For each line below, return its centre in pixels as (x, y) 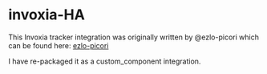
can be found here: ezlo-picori (59, 45)
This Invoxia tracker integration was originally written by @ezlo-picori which (133, 37)
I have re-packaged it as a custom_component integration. (105, 61)
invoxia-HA (47, 15)
